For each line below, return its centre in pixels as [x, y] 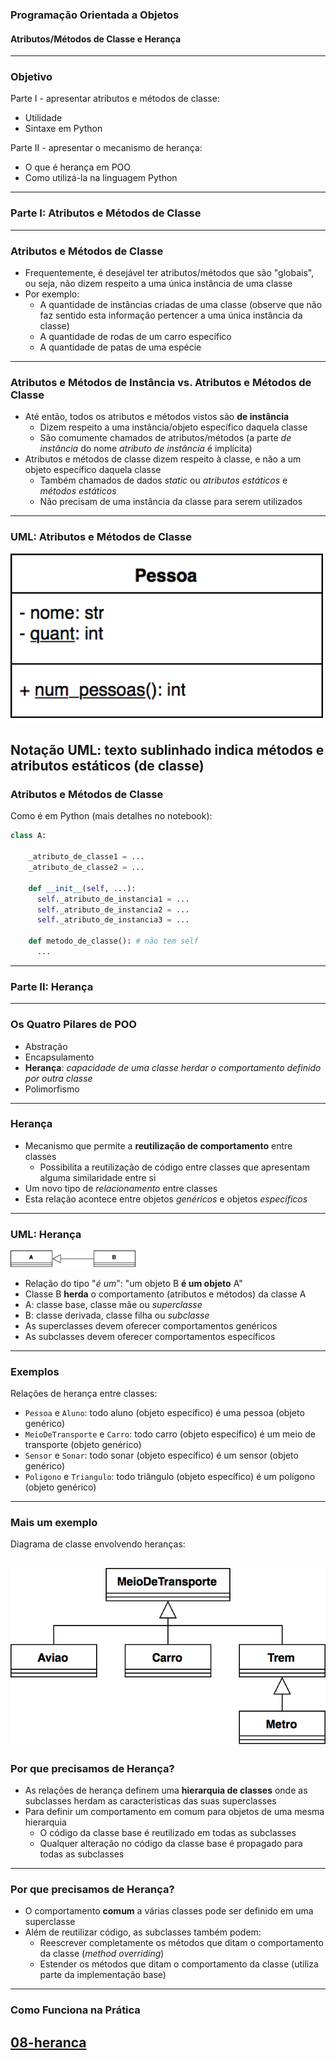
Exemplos [35, 1371]
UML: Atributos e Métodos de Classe [101, 537]
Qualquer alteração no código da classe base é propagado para [171, 1844]
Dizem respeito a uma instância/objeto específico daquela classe [173, 427]
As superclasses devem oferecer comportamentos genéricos [151, 1325]
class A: [28, 836]
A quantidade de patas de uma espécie [120, 347]
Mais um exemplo [54, 1522]
